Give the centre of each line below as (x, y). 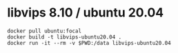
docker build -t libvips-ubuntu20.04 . (65, 37)
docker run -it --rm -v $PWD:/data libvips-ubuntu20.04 (89, 43)
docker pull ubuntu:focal (44, 31)
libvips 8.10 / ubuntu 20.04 (86, 13)
